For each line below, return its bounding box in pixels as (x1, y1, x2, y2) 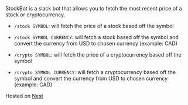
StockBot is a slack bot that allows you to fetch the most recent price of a (5, 5, 182, 12)
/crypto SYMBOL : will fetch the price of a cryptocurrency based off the (13, 51, 182, 58)
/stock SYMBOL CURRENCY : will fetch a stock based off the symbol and (13, 34, 179, 40)
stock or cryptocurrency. (5, 11, 66, 18)
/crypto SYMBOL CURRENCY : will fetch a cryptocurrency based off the (13, 69, 176, 75)
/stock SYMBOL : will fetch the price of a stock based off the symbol (13, 23, 174, 29)
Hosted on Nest (5, 93, 43, 99)
